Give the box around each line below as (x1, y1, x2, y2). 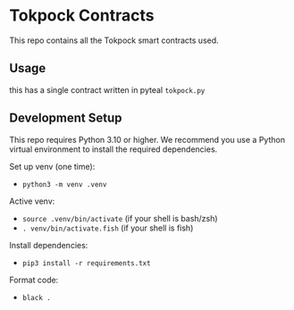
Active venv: (9, 196, 55, 206)
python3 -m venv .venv (21, 180, 107, 189)
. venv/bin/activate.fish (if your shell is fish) (21, 222, 194, 233)
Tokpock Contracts (9, 5, 155, 26)
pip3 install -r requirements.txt (21, 258, 151, 268)
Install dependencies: (9, 239, 88, 250)
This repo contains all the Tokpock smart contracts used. (9, 35, 219, 46)
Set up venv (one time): (9, 161, 96, 172)
